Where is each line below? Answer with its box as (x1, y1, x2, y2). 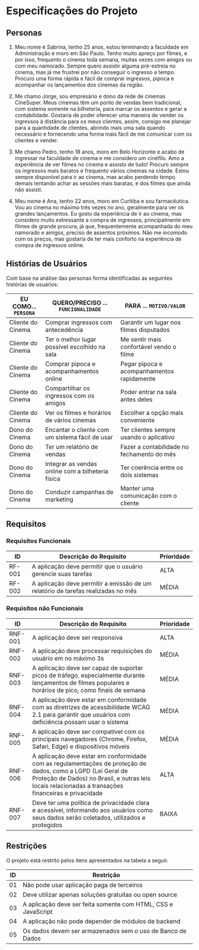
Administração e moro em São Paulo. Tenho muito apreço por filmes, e (14, 50, 188, 57)
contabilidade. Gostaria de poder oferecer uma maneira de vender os (14, 111, 184, 119)
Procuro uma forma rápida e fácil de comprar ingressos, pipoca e (14, 75, 175, 82)
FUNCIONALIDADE (58, 306, 102, 312)
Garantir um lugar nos (120, 318, 181, 327)
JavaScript (23, 907, 53, 916)
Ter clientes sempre (120, 426, 176, 434)
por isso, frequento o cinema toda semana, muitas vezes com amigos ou (14, 56, 192, 63)
